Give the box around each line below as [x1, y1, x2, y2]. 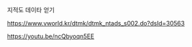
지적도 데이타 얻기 [7, 6, 55, 13]
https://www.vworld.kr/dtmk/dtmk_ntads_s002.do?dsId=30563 [7, 19, 185, 27]
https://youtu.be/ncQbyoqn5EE [7, 32, 94, 40]
